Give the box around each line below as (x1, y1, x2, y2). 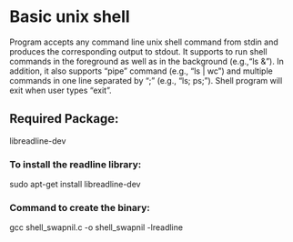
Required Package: (9, 111, 119, 126)
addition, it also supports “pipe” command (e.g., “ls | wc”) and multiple (9, 66, 273, 76)
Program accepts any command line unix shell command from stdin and (9, 36, 279, 47)
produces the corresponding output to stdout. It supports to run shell (9, 45, 268, 56)
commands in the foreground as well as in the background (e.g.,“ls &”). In (9, 55, 284, 66)
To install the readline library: (9, 157, 142, 170)
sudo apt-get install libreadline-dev (9, 179, 141, 190)
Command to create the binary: (9, 201, 150, 214)
